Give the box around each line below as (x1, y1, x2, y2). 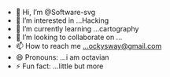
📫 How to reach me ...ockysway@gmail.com (15, 42, 162, 50)
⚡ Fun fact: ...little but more (15, 61, 104, 71)
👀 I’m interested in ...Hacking (15, 16, 109, 25)
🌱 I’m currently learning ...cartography (15, 24, 139, 33)
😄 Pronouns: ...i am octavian (15, 53, 109, 62)
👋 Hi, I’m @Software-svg (15, 8, 96, 16)
